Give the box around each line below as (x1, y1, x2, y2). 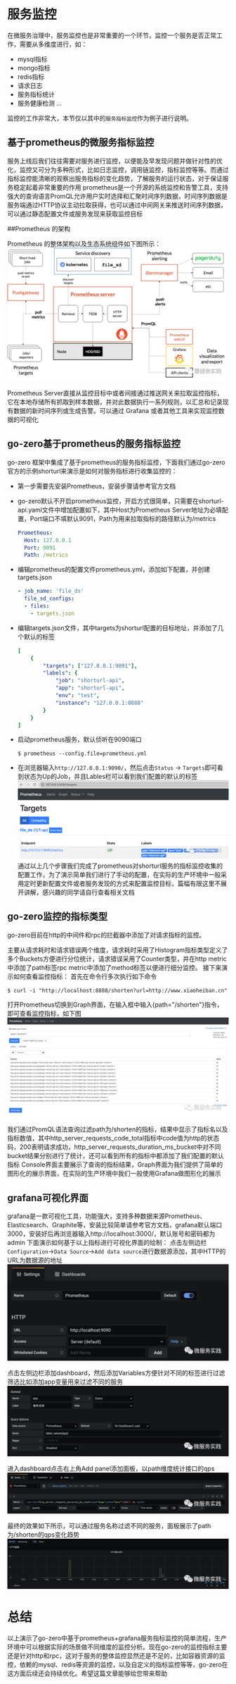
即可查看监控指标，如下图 (7, 1009, 81, 1017)
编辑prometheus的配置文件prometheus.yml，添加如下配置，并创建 (17, 565, 211, 574)
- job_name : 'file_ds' (17, 588, 84, 595)
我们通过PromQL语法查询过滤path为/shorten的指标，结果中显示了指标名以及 (7, 1125, 228, 1133)
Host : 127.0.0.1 (24, 536, 72, 543)
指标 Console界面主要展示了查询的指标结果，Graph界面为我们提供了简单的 (7, 1160, 223, 1169)
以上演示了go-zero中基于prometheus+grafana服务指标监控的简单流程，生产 (7, 1634, 227, 1642)
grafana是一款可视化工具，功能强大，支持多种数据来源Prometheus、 (7, 1212, 206, 1220)
